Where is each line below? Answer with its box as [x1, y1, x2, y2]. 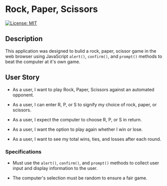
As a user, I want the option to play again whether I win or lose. [12, 126, 143, 132]
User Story [5, 73, 40, 82]
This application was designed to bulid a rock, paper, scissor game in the [5, 48, 157, 54]
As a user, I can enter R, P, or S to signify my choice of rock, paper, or [12, 101, 157, 107]
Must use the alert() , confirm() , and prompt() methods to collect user [12, 159, 159, 166]
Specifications [5, 148, 42, 155]
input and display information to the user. [12, 165, 98, 171]
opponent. [12, 92, 34, 98]
